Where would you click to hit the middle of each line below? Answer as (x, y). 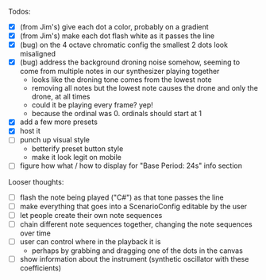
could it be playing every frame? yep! (92, 105)
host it (30, 131)
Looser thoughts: (36, 181)
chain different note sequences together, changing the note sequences (136, 224)
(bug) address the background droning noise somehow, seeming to (130, 62)
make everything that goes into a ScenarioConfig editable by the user (133, 206)
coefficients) (40, 268)
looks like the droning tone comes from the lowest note (121, 80)
